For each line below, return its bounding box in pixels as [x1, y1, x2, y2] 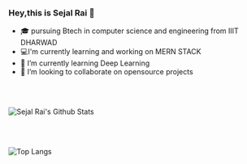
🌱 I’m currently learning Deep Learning [19, 58, 150, 68]
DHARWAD [19, 38, 58, 48]
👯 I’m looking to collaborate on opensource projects [19, 67, 193, 77]
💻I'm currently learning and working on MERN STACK [19, 47, 201, 57]
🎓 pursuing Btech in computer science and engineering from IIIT [19, 26, 240, 36]
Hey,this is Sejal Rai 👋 [8, 7, 95, 19]
